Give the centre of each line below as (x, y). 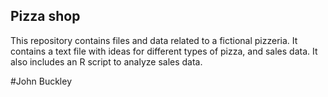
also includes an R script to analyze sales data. (106, 61)
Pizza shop (45, 16)
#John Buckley (41, 81)
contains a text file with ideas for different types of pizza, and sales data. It (164, 51)
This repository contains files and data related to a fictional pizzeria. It (154, 40)
